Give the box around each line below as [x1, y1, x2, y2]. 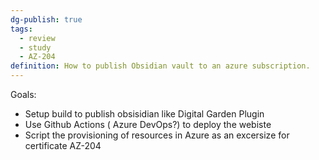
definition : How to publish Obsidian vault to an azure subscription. [10, 61, 311, 71]
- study [19, 42, 52, 53]
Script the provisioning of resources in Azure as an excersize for [24, 129, 290, 141]
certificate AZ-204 [24, 140, 102, 151]
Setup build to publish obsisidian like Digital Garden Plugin [24, 108, 265, 120]
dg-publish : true [10, 14, 83, 25]
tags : [10, 24, 33, 34]
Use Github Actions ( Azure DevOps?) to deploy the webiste [24, 119, 272, 130]
